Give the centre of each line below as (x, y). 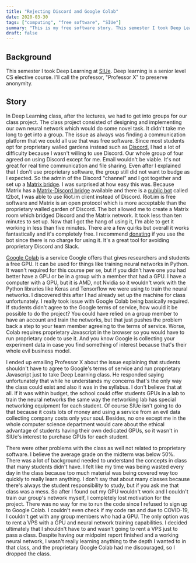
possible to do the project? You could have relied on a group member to (92, 313)
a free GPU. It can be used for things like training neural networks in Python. (97, 264)
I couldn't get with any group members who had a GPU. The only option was (98, 516)
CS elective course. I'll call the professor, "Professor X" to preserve (87, 77)
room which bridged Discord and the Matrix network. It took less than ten (94, 215)
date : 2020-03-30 (27, 17)
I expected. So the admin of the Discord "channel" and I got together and (94, 178)
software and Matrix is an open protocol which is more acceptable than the (96, 203)
